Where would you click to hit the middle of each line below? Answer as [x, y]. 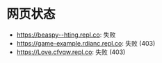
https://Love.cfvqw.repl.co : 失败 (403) [71, 52]
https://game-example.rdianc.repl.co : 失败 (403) [86, 43]
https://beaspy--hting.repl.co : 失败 [66, 35]
